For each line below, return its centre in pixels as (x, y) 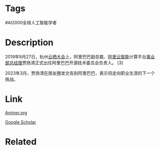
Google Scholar (21, 122)
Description (29, 43)
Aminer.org (16, 112)
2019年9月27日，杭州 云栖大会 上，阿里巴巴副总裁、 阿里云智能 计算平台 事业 (80, 56)
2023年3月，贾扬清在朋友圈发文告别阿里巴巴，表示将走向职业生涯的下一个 (80, 73)
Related (21, 142)
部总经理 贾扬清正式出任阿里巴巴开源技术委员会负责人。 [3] (64, 63)
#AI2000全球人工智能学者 (31, 22)
